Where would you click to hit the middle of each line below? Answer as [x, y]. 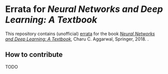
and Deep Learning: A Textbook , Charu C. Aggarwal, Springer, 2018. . [77, 39]
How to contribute [34, 55]
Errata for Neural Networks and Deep [84, 9]
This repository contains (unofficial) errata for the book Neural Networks [80, 33]
